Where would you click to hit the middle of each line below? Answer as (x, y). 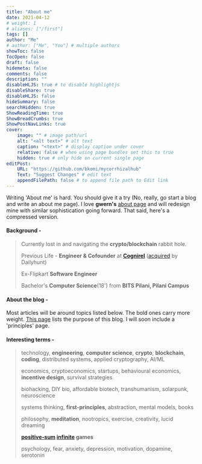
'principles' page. (28, 326)
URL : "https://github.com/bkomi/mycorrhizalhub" (79, 169)
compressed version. (33, 217)
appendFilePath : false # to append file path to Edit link (93, 181)
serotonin (33, 455)
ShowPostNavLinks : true (36, 124)
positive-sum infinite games (57, 437)
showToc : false (25, 51)
